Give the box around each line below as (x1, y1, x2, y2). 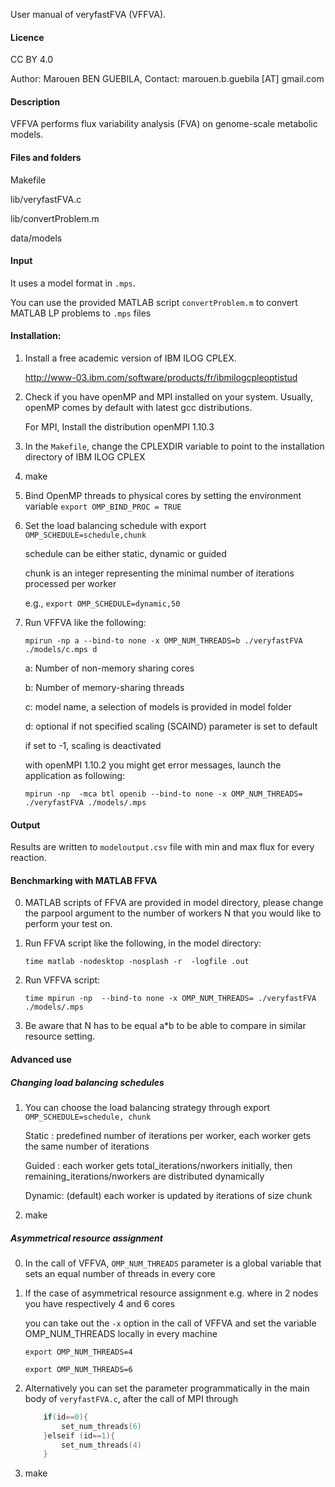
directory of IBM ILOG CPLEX (24, 451, 146, 463)
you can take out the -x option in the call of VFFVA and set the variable (24, 1317, 317, 1329)
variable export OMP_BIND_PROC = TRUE (24, 500, 182, 513)
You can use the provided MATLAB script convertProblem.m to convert (10, 296, 298, 308)
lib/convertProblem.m (10, 212, 100, 224)
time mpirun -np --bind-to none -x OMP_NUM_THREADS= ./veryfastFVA (24, 994, 317, 1004)
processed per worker (24, 578, 117, 590)
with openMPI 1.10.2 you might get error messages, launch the (24, 759, 282, 771)
